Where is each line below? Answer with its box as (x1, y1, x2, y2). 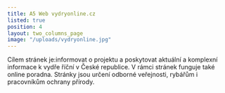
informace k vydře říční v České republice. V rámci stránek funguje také (7, 63, 215, 71)
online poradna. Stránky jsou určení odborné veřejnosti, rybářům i (7, 71, 198, 79)
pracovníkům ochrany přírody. (7, 78, 95, 86)
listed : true (7, 17, 46, 24)
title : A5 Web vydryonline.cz (7, 10, 96, 17)
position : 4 (7, 23, 42, 30)
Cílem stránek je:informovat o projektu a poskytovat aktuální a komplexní (7, 55, 218, 64)
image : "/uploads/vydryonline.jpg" (7, 36, 112, 43)
